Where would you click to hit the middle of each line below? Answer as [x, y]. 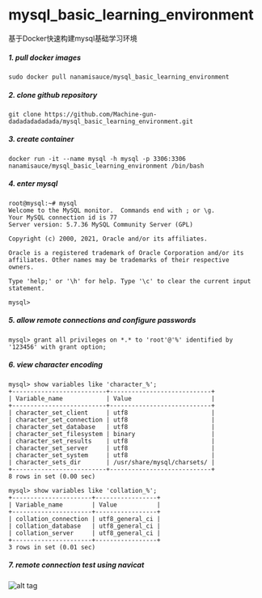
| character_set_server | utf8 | [112, 448]
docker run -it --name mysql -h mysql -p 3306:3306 [97, 159]
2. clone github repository [53, 95]
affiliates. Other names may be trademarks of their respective [119, 260]
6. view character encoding [56, 365]
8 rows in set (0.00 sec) [52, 476]
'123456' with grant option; [57, 347]
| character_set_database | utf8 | [112, 426]
